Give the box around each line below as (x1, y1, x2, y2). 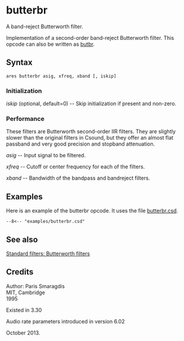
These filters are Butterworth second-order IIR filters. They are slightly (6, 128, 176, 135)
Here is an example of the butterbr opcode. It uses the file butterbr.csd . (6, 207, 179, 214)
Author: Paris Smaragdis (6, 282, 65, 289)
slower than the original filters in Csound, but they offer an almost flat (6, 134, 174, 141)
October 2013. (6, 329, 40, 336)
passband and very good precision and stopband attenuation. (6, 140, 155, 147)
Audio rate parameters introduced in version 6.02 (6, 318, 125, 325)
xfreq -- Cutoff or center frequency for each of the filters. (6, 163, 145, 170)
